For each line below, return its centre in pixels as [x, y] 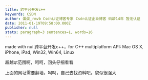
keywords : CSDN [21, 14]
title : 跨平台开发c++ [25, 10]
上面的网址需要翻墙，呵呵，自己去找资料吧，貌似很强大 [61, 73]
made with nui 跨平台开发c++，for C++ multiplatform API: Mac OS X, [74, 47]
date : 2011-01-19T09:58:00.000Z [38, 23]
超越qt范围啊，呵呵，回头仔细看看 [39, 62]
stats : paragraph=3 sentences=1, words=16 [49, 32]
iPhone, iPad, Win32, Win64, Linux [40, 52]
